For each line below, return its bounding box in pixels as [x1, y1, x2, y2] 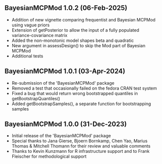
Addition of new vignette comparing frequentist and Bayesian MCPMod [11, 17, 156, 22]
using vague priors [11, 22, 50, 28]
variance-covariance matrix [11, 32, 68, 38]
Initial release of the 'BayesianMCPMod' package [11, 133, 111, 139]
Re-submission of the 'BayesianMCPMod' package [11, 80, 115, 86]
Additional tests [11, 53, 44, 59]
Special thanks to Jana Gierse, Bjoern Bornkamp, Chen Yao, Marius [11, 138, 148, 144]
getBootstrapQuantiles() [11, 95, 61, 101]
